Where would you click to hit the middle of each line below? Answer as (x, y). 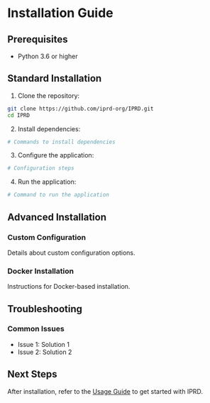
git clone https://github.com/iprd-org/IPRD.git (81, 109)
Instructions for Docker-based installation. (69, 287)
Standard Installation (55, 78)
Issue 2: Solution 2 (45, 352)
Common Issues (36, 329)
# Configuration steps (41, 168)
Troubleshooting (45, 309)
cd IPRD (19, 115)
